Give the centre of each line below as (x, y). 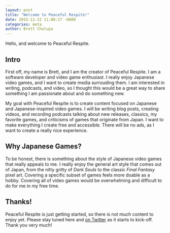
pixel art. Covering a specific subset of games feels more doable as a (78, 175)
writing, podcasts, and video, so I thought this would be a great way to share (85, 88)
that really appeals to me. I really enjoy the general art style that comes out (83, 164)
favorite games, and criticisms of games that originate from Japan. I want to (84, 119)
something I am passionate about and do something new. (65, 93)
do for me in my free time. (32, 186)
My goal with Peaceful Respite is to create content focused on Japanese (81, 103)
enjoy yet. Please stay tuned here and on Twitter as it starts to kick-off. (79, 219)
